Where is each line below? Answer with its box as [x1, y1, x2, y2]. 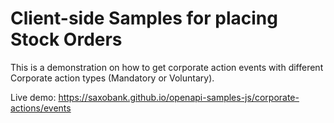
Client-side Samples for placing [10, 7, 278, 30]
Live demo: [10, 91, 57, 103]
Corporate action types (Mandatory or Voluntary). [10, 72, 215, 84]
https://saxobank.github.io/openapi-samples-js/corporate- [58, 91, 300, 103]
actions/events [10, 102, 72, 114]
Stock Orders [10, 28, 123, 51]
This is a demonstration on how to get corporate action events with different [10, 61, 324, 73]
